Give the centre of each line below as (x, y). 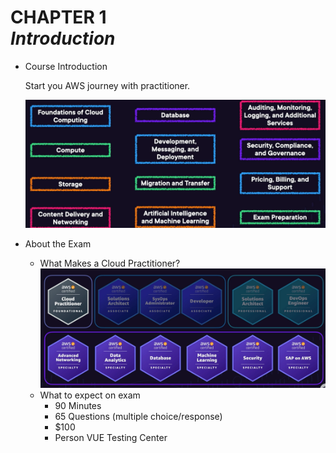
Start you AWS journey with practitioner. (107, 85)
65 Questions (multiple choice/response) (138, 417)
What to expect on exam (90, 395)
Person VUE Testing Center (111, 438)
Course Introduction (66, 66)
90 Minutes (78, 406)
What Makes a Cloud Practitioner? (110, 263)
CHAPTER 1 (58, 17)
